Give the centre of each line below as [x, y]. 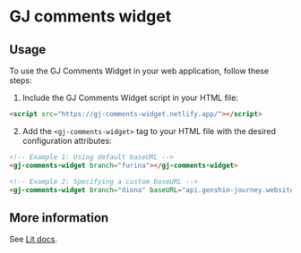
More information [59, 218]
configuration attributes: [67, 140]
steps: [21, 80]
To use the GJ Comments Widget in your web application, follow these [139, 71]
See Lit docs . [34, 240]
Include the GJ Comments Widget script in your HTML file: [130, 97]
